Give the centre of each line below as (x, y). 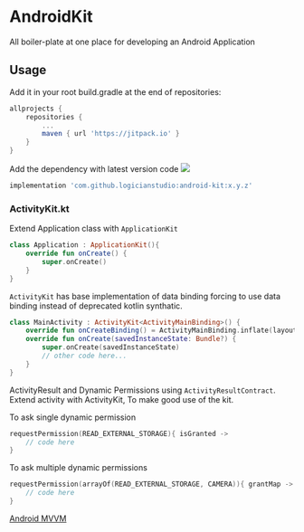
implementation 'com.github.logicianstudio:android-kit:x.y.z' (131, 185)
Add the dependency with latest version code (94, 169)
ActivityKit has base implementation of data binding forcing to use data (145, 296)
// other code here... (85, 356)
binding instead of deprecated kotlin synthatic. (96, 306)
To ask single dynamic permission (73, 417)
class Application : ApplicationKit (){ (85, 245)
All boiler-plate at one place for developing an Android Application (133, 42)
